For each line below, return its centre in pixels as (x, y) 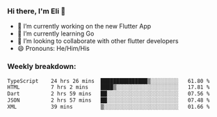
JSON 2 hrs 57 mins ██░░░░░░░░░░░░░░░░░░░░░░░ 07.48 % (108, 100)
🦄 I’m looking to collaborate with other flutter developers (98, 41)
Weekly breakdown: (42, 67)
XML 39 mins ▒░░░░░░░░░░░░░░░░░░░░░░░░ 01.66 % (108, 107)
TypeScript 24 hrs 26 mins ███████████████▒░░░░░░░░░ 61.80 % (108, 81)
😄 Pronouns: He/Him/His (54, 49)
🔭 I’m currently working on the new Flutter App (84, 26)
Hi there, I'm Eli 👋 (37, 11)
